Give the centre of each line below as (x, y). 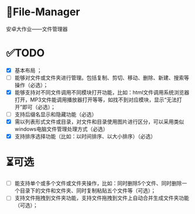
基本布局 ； (28, 70)
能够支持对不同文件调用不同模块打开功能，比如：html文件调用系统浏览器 (102, 92)
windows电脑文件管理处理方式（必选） (61, 129)
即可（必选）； (39, 107)
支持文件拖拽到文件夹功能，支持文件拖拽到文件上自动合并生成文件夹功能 (102, 198)
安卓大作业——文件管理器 (37, 29)
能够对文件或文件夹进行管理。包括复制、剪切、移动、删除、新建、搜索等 (102, 77)
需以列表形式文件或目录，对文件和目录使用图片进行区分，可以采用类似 (99, 122)
